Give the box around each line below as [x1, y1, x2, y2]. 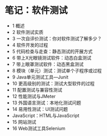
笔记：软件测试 [5, 5, 68, 16]
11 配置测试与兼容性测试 [12, 87, 62, 93]
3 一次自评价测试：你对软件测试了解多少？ [12, 35, 102, 42]
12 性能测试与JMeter [12, 93, 56, 99]
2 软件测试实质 [12, 29, 44, 35]
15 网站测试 [12, 119, 36, 125]
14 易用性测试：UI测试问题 [12, 106, 68, 112]
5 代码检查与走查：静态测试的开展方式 [12, 48, 93, 54]
